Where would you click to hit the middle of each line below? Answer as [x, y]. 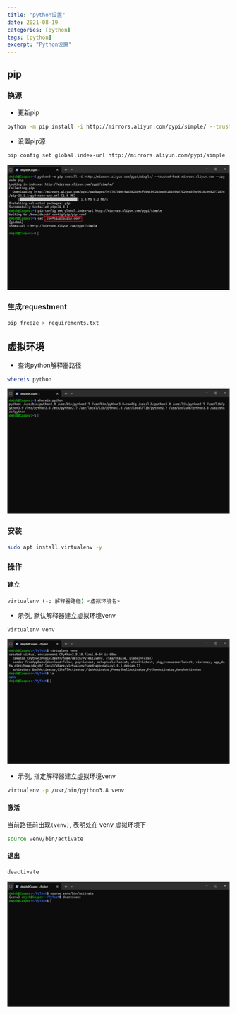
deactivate [23, 872]
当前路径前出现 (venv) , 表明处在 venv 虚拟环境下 [77, 824]
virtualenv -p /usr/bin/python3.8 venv [66, 791]
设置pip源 [31, 141]
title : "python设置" [36, 15]
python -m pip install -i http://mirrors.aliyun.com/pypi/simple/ [107, 126]
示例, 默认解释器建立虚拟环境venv [67, 615]
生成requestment [37, 307]
